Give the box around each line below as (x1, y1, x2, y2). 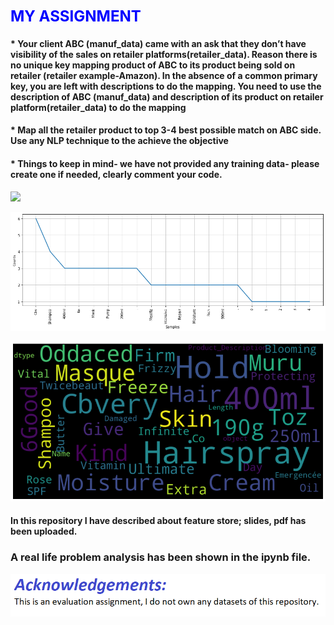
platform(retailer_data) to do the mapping (10, 101, 187, 113)
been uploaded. (10, 525, 78, 538)
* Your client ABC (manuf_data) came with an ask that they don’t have (10, 37, 307, 49)
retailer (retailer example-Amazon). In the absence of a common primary (10, 69, 318, 81)
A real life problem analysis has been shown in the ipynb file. (10, 550, 312, 564)
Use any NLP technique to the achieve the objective (10, 135, 229, 147)
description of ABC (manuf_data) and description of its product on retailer (10, 90, 324, 103)
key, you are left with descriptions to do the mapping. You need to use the (10, 80, 322, 92)
